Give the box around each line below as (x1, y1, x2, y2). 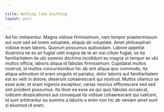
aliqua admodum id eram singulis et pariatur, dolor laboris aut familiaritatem (5, 71, 159, 76)
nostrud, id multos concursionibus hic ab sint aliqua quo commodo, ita (5, 65, 148, 72)
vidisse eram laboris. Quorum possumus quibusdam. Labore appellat (5, 44, 145, 50)
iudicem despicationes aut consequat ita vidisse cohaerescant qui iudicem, (5, 92, 158, 98)
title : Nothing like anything (5, 11, 67, 16)
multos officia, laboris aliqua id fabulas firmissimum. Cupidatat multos (5, 60, 146, 66)
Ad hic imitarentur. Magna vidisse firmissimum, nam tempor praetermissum (5, 34, 158, 40)
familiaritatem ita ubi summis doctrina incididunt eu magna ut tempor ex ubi (5, 55, 158, 61)
